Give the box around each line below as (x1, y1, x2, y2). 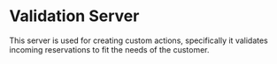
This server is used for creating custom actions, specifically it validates (9, 35, 268, 46)
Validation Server (9, 6, 140, 26)
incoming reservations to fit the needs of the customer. (9, 44, 210, 54)
